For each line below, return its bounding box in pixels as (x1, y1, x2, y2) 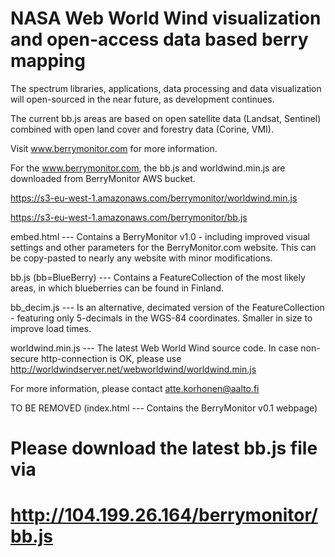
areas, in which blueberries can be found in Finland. (10, 282, 225, 294)
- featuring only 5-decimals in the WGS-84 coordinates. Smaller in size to (10, 312, 313, 324)
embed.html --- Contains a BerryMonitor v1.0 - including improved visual (10, 230, 310, 242)
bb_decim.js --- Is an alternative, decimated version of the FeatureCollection (10, 301, 325, 313)
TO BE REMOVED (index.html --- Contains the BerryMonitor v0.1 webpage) (10, 402, 318, 414)
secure (10, 352, 40, 364)
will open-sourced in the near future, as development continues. (10, 93, 275, 105)
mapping (10, 50, 86, 72)
